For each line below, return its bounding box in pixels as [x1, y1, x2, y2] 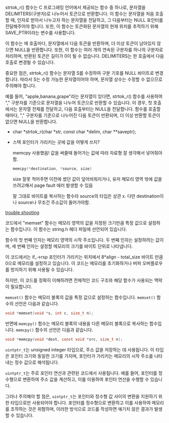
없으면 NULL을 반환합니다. [5, 119, 58, 125]
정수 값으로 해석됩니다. [14, 359, 60, 365]
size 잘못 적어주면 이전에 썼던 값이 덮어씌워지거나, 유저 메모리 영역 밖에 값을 [12, 176, 162, 182]
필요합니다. [10, 283, 33, 289]
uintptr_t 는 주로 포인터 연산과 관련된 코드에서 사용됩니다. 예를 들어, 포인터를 [5, 370, 157, 376]
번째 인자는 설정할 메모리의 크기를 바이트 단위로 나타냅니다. [17, 243, 133, 249]
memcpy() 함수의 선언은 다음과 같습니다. [16, 327, 93, 333]
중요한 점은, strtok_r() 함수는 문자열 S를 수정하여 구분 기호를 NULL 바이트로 [5, 70, 154, 76]
